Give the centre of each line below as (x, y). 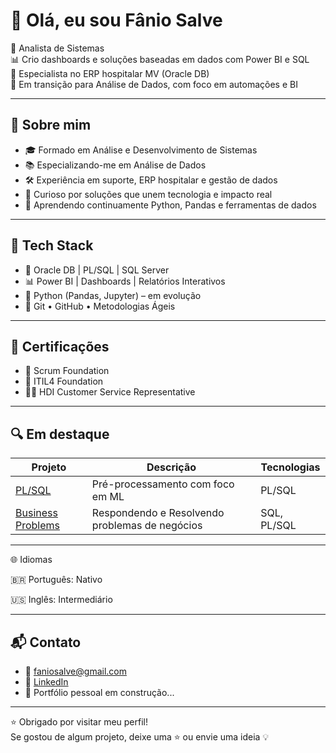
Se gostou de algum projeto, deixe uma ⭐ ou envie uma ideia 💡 (140, 737)
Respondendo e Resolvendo (158, 513)
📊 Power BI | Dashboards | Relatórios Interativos (125, 281)
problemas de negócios (147, 526)
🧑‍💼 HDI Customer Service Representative (110, 392)
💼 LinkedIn (46, 682)
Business (36, 513)
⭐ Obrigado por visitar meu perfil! (79, 722)
